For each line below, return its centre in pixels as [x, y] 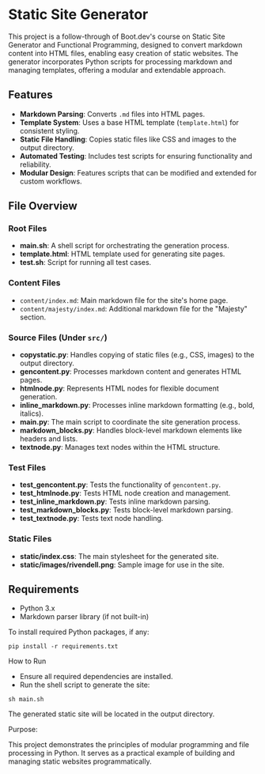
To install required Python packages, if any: [79, 632]
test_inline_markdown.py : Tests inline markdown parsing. [115, 502]
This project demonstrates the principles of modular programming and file [129, 745]
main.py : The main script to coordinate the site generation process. [130, 422]
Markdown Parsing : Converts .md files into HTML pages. [112, 114]
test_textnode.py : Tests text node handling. [91, 519]
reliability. [35, 164]
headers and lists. [49, 439]
